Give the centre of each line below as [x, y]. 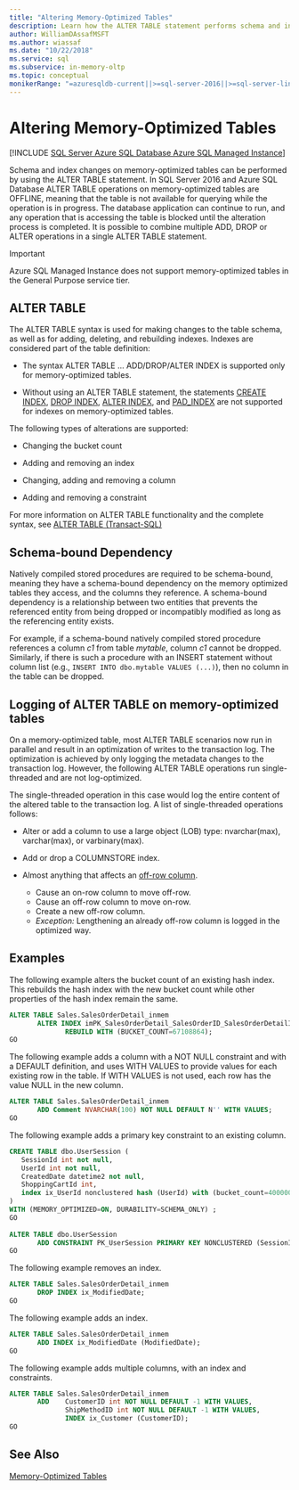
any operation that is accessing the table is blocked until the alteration [137, 217]
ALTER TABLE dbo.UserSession [63, 1234]
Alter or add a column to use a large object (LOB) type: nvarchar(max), [151, 831]
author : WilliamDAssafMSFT [59, 34]
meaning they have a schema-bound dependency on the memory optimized [149, 584]
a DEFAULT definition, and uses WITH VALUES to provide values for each [143, 1067]
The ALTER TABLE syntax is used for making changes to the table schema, [146, 330]
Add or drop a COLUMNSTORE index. [91, 858]
